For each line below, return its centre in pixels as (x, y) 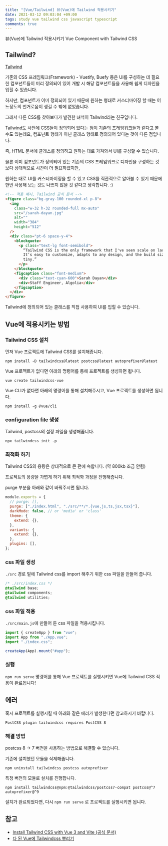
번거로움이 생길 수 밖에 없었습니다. (56, 107)
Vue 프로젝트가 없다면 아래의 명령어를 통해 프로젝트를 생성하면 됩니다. (73, 371)
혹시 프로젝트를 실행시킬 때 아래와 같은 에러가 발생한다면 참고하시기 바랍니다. (80, 713)
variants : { (22, 530)
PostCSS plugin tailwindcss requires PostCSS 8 (56, 723)
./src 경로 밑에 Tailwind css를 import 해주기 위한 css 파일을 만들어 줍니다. (79, 574)
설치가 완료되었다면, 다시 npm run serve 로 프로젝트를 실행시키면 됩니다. (76, 801)
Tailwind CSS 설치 (27, 340)
